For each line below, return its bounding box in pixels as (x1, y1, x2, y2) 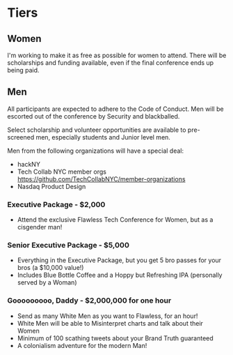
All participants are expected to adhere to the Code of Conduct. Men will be (7, 105, 224, 113)
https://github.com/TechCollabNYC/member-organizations (17, 174, 186, 183)
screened (7, 133, 35, 141)
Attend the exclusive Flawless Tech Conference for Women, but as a (17, 216, 214, 224)
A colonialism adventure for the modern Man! (17, 341, 147, 349)
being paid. (7, 66, 40, 74)
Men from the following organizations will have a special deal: (7, 146, 184, 155)
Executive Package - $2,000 (7, 199, 106, 209)
